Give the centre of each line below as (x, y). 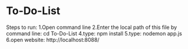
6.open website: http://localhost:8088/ (53, 40)
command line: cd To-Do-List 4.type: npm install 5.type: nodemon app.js (94, 33)
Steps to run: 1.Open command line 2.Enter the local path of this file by (92, 27)
